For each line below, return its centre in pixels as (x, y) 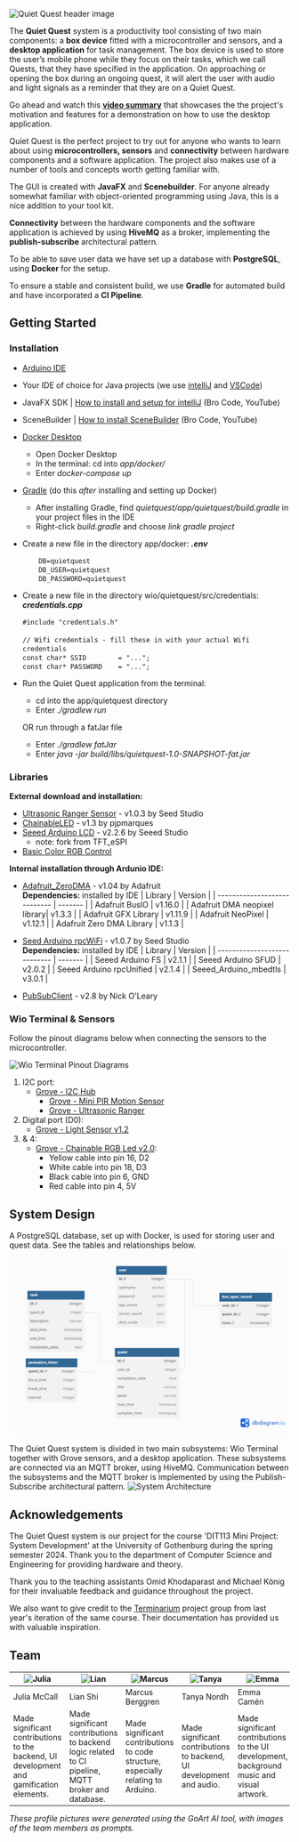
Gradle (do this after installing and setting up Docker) (120, 490)
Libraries (29, 777)
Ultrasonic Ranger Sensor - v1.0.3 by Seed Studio (113, 813)
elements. (31, 1794)
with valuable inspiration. (55, 1628)
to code (139, 1751)
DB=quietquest (65, 561)
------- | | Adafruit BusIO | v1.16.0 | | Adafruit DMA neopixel (166, 904)
